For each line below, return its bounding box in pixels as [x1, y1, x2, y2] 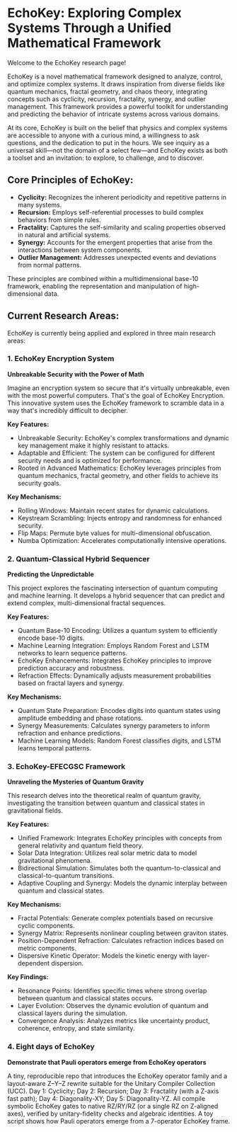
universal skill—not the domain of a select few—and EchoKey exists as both [7, 146, 229, 154]
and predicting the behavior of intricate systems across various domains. [7, 110, 221, 118]
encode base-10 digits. [17, 634, 85, 642]
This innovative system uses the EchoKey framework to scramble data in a [7, 399, 224, 407]
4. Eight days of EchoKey [7, 1042, 96, 1052]
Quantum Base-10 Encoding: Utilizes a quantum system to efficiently [17, 627, 218, 635]
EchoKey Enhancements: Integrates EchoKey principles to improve [17, 656, 212, 665]
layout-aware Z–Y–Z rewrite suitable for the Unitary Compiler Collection [7, 1079, 216, 1087]
